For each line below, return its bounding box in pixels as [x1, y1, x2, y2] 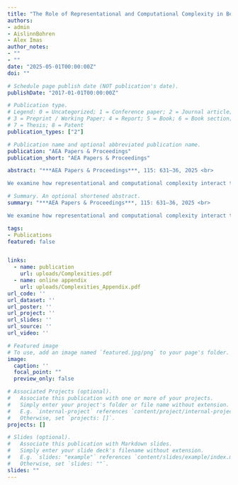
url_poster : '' [7, 303, 52, 311]
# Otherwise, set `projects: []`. [7, 414, 115, 422]
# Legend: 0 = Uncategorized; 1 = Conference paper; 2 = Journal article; [7, 108, 233, 116]
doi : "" [7, 69, 30, 77]
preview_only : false [13, 375, 74, 383]
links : [7, 257, 27, 264]
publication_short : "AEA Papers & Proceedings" [7, 154, 151, 162]
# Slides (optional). [7, 434, 72, 441]
